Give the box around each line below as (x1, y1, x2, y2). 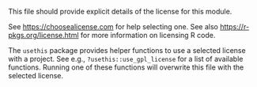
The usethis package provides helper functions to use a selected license (8, 46, 247, 55)
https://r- (220, 22, 250, 31)
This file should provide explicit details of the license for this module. (8, 7, 232, 16)
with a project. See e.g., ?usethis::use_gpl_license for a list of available (8, 55, 244, 63)
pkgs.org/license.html (8, 31, 79, 40)
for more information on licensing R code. (80, 31, 216, 40)
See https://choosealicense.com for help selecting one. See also (8, 22, 219, 31)
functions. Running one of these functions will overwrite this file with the (8, 62, 244, 72)
